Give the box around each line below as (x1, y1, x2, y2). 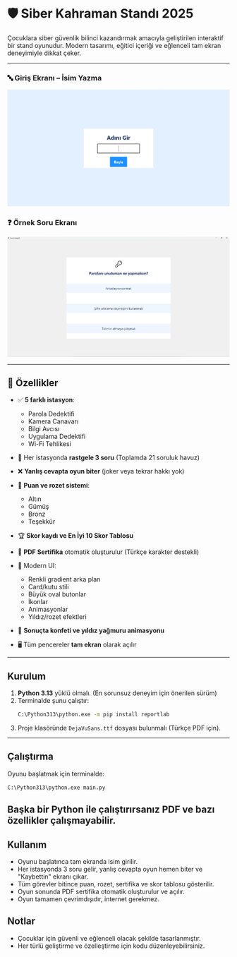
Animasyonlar (28, 605, 68, 614)
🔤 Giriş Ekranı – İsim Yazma (7, 73, 102, 83)
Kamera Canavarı (28, 417, 79, 426)
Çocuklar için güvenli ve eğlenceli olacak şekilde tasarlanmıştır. (17, 934, 201, 942)
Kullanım (7, 838, 47, 850)
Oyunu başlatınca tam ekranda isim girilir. (17, 857, 138, 865)
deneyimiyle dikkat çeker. (7, 49, 82, 57)
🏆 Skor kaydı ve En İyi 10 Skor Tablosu (17, 531, 134, 540)
